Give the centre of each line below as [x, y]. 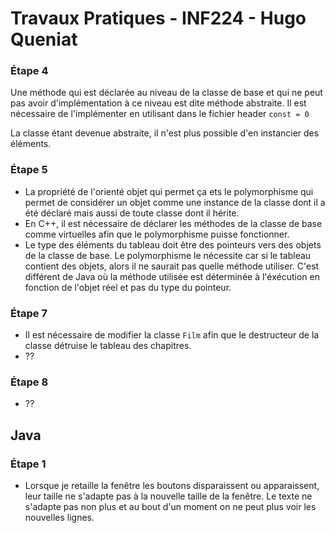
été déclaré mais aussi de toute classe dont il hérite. [132, 213]
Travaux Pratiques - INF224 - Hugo [158, 18]
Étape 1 [28, 464]
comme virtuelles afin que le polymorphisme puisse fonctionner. [157, 234]
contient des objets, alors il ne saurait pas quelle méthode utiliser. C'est [172, 266]
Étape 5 [29, 170]
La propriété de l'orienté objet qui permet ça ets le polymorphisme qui [169, 191]
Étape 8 [29, 382]
